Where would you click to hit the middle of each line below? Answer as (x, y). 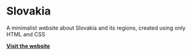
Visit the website (28, 46)
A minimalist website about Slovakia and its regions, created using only (96, 28)
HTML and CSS (26, 34)
